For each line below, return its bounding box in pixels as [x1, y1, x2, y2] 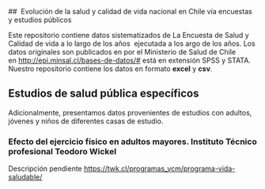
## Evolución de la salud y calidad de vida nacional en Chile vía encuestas [8, 7, 253, 16]
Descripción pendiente [8, 164, 83, 173]
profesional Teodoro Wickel [8, 146, 117, 157]
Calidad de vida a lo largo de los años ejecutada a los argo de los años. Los [8, 39, 256, 48]
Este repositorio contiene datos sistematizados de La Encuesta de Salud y [8, 31, 249, 40]
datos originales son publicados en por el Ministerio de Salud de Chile [8, 47, 236, 56]
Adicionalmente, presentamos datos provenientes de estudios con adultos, [8, 108, 252, 117]
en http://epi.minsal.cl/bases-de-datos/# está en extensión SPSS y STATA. [8, 55, 252, 65]
